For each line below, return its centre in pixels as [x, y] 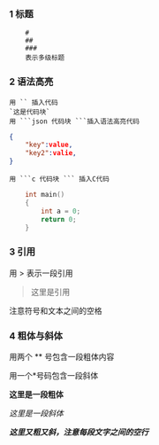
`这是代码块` [30, 112]
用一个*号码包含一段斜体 [54, 376]
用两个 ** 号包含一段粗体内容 [62, 357]
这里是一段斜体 [36, 413]
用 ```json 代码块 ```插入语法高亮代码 [74, 121]
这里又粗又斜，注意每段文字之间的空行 [79, 433]
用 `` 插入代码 [34, 102]
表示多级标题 [45, 58]
